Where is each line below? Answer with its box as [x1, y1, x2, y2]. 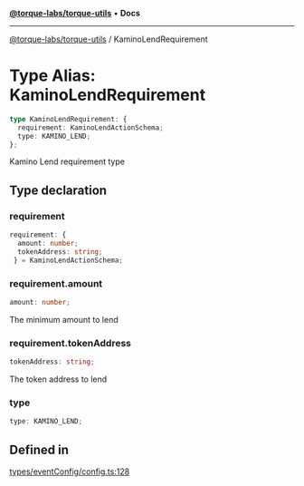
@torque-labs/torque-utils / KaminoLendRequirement [9, 34, 208, 44]
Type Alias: [9, 65, 97, 86]
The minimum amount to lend [9, 314, 119, 325]
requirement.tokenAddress [9, 336, 131, 349]
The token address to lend [9, 374, 108, 384]
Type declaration [9, 182, 107, 198]
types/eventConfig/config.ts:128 [9, 466, 130, 477]
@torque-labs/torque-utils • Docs [9, 8, 140, 18]
